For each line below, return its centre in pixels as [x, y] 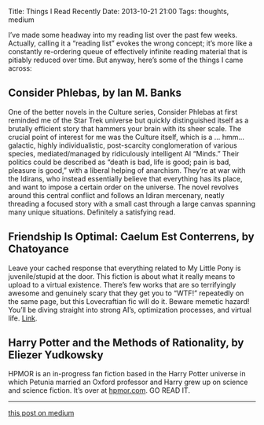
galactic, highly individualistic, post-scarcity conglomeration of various [123, 145]
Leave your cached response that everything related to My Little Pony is [125, 268]
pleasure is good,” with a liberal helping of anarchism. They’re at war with [127, 170]
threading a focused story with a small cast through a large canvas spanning [132, 203]
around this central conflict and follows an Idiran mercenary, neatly [117, 195]
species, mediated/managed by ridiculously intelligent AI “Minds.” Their [124, 153]
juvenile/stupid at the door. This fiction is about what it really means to [122, 276]
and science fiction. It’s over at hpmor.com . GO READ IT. [99, 390]
